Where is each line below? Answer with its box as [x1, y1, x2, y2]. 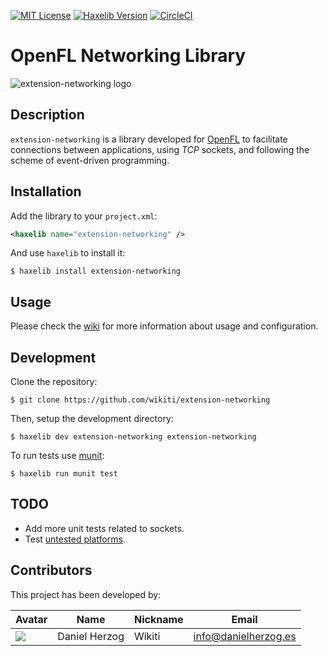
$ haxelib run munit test [10, 469, 118, 479]
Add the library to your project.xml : [10, 210, 158, 222]
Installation [10, 183, 82, 200]
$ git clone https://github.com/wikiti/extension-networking [10, 395, 271, 405]
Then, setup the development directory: [10, 413, 174, 425]
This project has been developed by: [10, 588, 162, 600]
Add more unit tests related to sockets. [24, 522, 185, 534]
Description [10, 106, 85, 124]
